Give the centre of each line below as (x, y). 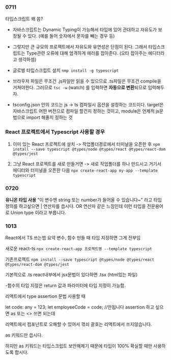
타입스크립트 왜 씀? (24, 19)
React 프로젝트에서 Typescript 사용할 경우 (55, 132)
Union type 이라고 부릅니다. (38, 212)
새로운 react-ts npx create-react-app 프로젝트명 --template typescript (79, 248)
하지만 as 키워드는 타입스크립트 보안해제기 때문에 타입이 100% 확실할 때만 (79, 346)
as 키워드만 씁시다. (24, 335)
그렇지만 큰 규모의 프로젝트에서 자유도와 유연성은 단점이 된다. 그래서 (80, 47)
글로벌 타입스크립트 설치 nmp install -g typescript (66, 70)
